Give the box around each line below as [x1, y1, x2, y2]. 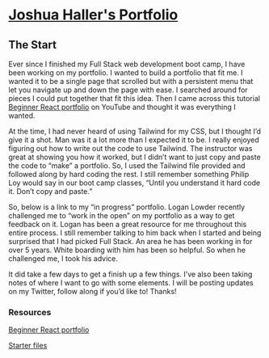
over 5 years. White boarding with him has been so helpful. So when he [8, 245, 246, 255]
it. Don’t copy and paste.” [8, 187, 93, 196]
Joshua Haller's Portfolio [8, 6, 179, 24]
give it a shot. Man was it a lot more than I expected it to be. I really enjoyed [8, 135, 260, 145]
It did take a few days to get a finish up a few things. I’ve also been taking [8, 269, 253, 279]
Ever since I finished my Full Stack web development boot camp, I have [8, 59, 246, 69]
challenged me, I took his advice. [8, 254, 119, 263]
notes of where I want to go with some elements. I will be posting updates [8, 278, 254, 288]
